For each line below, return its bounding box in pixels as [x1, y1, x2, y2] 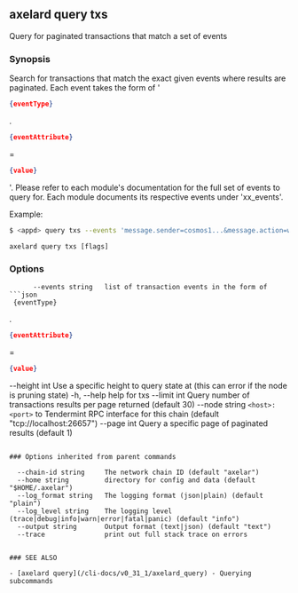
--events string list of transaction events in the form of [32, 282, 268, 291]
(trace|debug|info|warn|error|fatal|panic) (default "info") [9, 514, 240, 523]
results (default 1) [9, 427, 73, 438]
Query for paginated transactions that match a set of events [9, 30, 228, 41]
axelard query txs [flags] [9, 241, 109, 251]
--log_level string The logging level [17, 506, 173, 516]
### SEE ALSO [9, 553, 58, 562]
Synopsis [9, 52, 51, 65]
